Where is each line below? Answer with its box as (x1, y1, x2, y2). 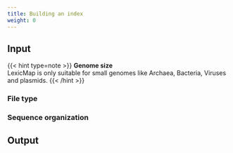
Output (7, 134, 39, 146)
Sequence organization (7, 113, 89, 123)
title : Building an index (7, 10, 83, 18)
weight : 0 (7, 17, 37, 24)
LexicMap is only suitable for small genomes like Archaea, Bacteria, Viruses (7, 69, 227, 77)
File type (7, 94, 38, 104)
